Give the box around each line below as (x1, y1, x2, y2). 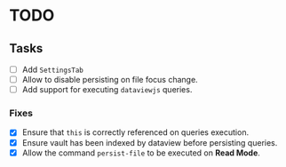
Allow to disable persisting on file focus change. (21, 75, 198, 85)
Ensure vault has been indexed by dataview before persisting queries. (21, 137, 278, 147)
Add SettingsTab (21, 64, 84, 75)
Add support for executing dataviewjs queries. (21, 84, 193, 95)
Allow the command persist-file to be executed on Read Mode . (21, 147, 260, 158)
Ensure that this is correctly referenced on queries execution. (21, 127, 250, 138)
